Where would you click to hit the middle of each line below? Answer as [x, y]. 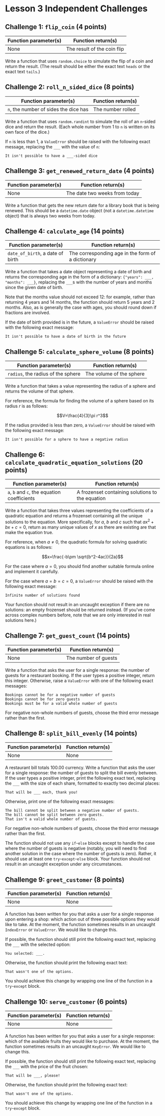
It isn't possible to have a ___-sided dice [51, 156]
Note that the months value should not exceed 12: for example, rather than [80, 297]
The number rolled [114, 109]
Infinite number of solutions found [42, 595]
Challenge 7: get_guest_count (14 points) [68, 636]
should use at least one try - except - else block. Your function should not [78, 859]
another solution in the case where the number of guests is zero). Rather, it [81, 854]
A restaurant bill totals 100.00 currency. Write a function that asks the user [80, 768]
